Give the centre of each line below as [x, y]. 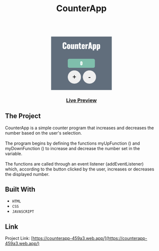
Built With [20, 190]
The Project [23, 116]
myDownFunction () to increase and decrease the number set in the [72, 148]
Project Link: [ [19, 238]
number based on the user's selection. [44, 133]
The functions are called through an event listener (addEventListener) [74, 164]
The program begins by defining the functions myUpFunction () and [72, 143]
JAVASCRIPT [23, 212]
